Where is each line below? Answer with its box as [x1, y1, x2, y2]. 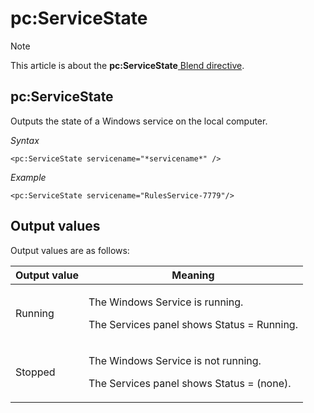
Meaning [171, 268, 215, 282]
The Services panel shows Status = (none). [88, 376, 292, 390]
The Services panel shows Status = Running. [88, 317, 298, 331]
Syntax [10, 134, 40, 146]
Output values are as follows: [10, 244, 130, 256]
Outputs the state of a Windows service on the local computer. [10, 115, 268, 127]
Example [10, 171, 47, 183]
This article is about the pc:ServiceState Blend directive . [10, 59, 245, 71]
